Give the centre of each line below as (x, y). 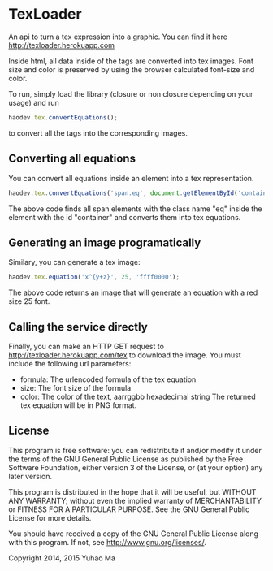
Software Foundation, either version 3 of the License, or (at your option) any (136, 467)
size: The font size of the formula (76, 388)
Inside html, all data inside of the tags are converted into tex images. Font (131, 61)
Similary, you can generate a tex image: (74, 262)
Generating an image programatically (105, 242)
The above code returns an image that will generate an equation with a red (133, 292)
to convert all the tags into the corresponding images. (98, 133)
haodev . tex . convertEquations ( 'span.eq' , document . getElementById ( (123, 193)
